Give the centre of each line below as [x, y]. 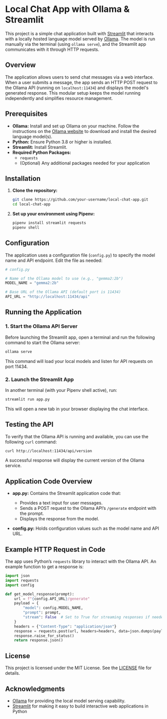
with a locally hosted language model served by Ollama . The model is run [80, 39]
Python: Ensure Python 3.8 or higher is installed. [62, 142]
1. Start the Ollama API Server [42, 326]
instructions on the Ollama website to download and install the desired [84, 131]
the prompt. [32, 513]
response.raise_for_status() [44, 636]
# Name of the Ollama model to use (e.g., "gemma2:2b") [64, 278]
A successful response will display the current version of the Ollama [75, 460]
